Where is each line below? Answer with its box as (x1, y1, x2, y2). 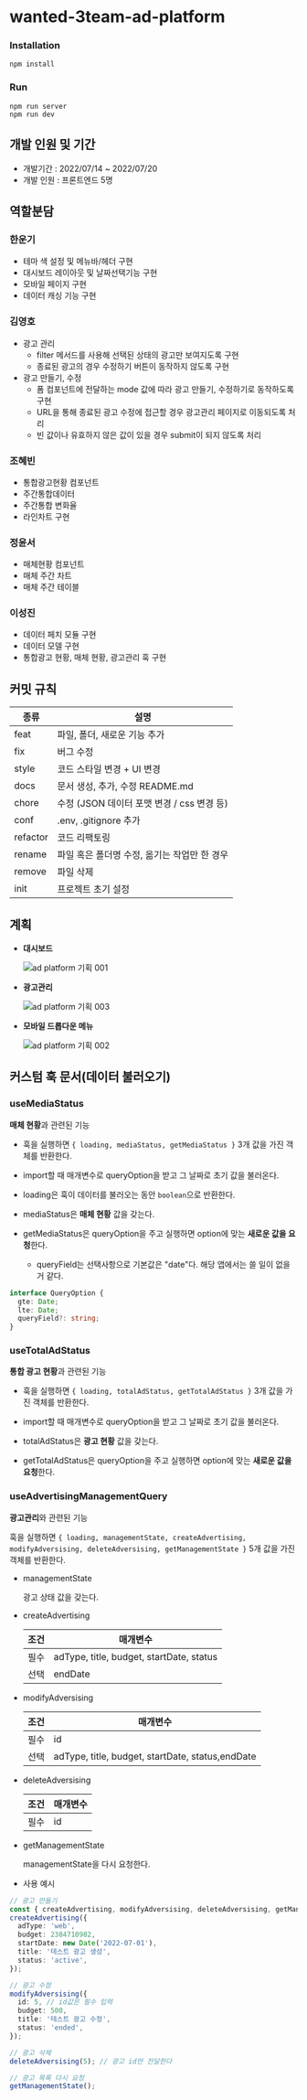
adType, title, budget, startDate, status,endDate (53, 1750, 257, 1762)
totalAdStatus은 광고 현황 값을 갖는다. (22, 1436, 159, 1447)
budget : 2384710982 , (17, 1930, 96, 1940)
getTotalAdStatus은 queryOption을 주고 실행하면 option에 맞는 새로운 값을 (22, 1455, 292, 1466)
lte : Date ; (17, 1305, 59, 1314)
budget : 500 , (17, 2006, 68, 2016)
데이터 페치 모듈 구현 (22, 629, 97, 640)
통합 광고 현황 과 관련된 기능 (9, 1366, 107, 1377)
